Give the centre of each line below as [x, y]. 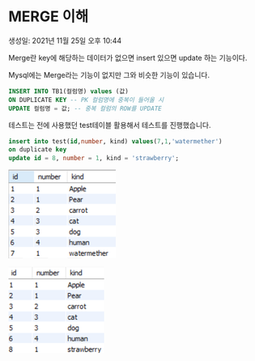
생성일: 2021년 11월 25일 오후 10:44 [65, 40]
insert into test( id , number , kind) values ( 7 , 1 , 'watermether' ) [115, 141]
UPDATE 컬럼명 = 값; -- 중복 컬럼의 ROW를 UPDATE [85, 108]
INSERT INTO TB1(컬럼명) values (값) [69, 91]
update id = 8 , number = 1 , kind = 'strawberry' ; [94, 159]
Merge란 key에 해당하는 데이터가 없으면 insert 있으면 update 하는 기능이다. [128, 57]
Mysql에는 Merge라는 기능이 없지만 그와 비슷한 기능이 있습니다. [109, 74]
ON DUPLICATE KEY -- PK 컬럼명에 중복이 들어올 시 [86, 100]
